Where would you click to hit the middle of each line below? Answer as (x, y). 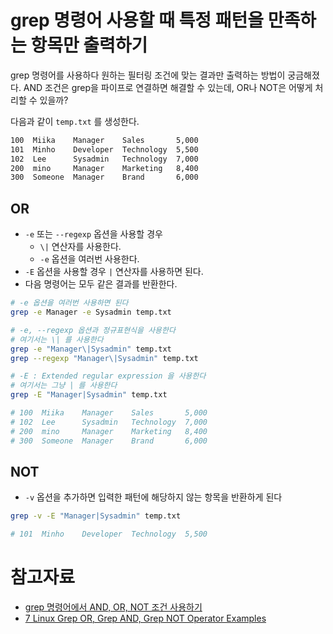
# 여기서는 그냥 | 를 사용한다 (64, 386)
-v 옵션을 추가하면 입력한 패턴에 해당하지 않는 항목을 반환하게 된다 (153, 497)
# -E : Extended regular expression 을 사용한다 (108, 376)
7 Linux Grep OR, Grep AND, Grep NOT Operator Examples (145, 618)
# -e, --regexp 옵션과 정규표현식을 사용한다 (93, 330)
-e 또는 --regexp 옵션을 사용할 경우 (93, 234)
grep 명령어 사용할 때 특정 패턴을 (137, 20)
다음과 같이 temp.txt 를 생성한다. (75, 121)
